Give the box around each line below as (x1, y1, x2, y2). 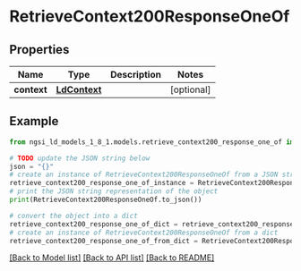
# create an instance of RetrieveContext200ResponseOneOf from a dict (9, 228, 279, 237)
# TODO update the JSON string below (9, 154, 150, 163)
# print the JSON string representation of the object (9, 187, 219, 196)
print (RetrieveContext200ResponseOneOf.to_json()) (9, 195, 202, 205)
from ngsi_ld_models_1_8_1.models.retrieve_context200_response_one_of (9, 137, 282, 147)
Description (110, 69, 161, 80)
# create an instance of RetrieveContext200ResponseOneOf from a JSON (9, 170, 279, 180)
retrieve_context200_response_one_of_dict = (9, 219, 178, 229)
